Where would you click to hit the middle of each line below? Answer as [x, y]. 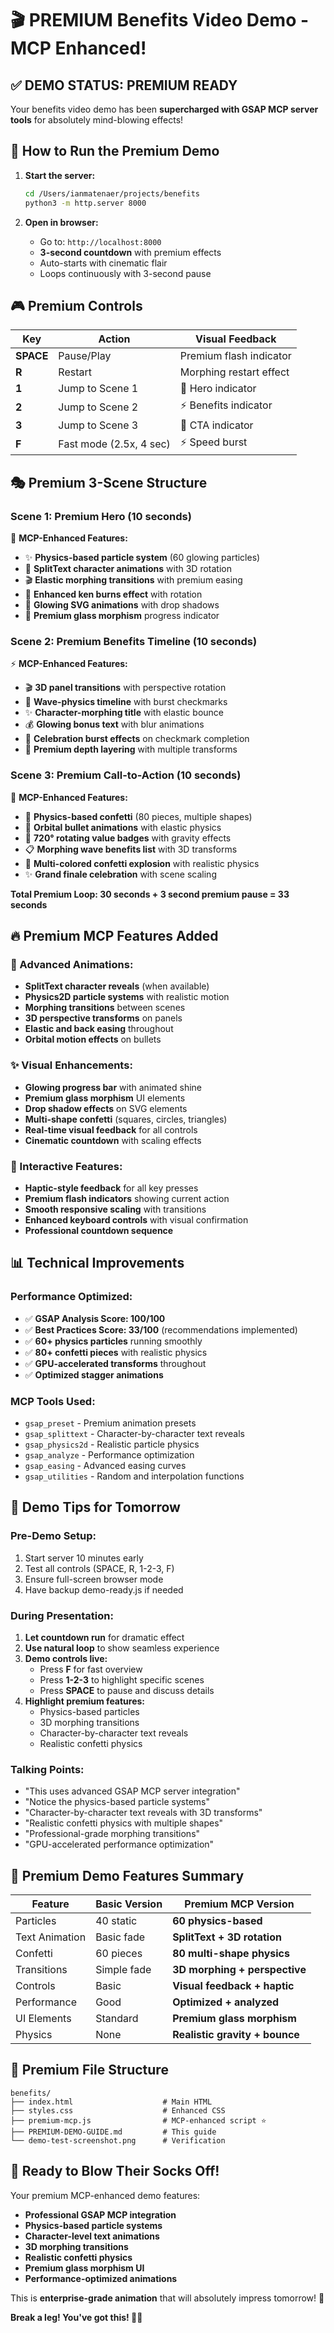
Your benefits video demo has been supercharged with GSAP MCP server [164, 109]
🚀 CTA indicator [216, 425]
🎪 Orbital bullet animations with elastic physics [123, 827]
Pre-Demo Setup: [53, 1536]
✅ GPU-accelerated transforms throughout [115, 1363]
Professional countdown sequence [99, 1230]
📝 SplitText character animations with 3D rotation [128, 569]
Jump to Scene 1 [98, 389]
